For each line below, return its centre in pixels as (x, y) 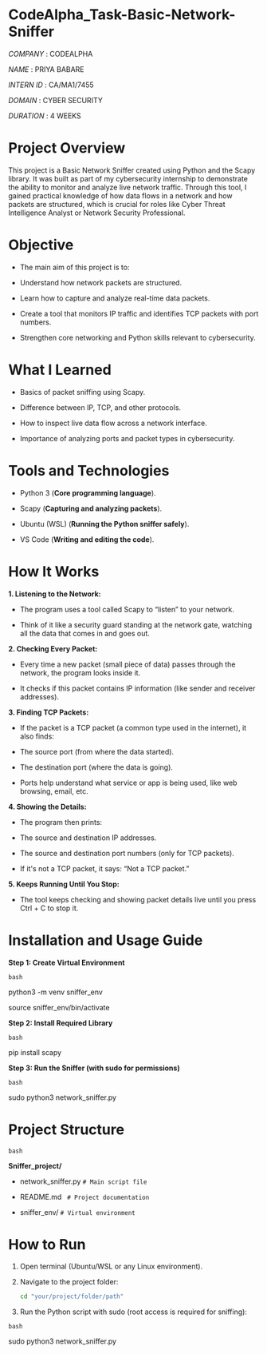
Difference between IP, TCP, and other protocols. (100, 407)
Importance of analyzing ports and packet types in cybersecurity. (127, 438)
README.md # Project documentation (84, 1197)
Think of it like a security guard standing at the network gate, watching (136, 624)
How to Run (47, 1244)
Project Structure (67, 1129)
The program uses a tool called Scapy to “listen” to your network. (127, 609)
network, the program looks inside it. (80, 672)
